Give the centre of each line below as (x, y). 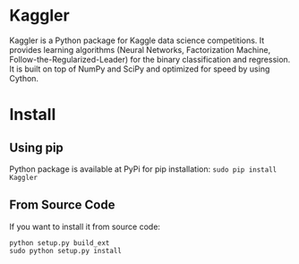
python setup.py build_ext (60, 243)
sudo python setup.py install (66, 251)
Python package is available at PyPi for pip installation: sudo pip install (143, 169)
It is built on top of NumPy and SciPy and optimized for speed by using (140, 69)
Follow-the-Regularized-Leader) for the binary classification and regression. (150, 59)
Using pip (37, 147)
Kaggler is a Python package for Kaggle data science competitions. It (137, 40)
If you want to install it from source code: (85, 226)
